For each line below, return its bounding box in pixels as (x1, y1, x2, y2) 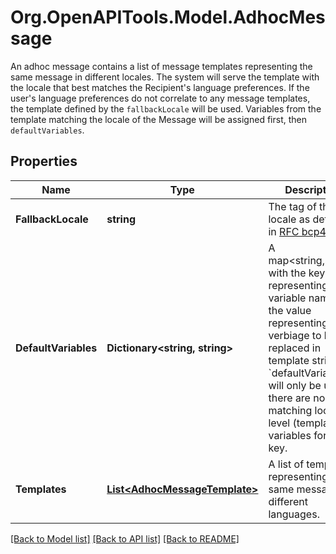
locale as (268, 212, 311, 226)
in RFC (268, 224, 300, 238)
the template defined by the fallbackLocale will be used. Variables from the (10, 102, 322, 115)
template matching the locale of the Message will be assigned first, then (10, 113, 307, 125)
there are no (268, 391, 326, 405)
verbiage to (268, 328, 322, 342)
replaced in (268, 341, 322, 355)
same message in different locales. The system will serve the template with (10, 71, 320, 83)
